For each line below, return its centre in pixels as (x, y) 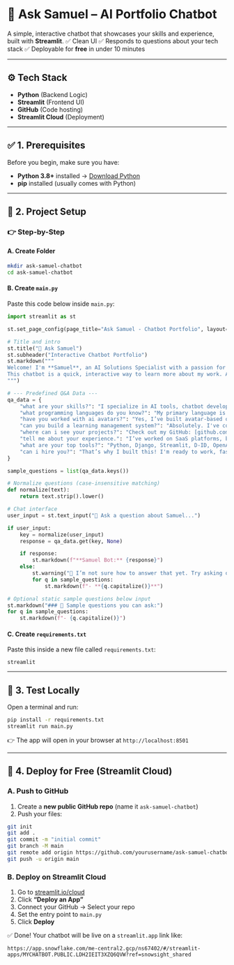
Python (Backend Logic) (53, 94)
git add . (22, 833)
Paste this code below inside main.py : (61, 304)
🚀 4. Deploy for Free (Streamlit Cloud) (90, 771)
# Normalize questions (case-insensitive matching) (84, 484)
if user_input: (29, 528)
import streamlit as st (42, 317)
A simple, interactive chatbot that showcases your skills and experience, (111, 34)
